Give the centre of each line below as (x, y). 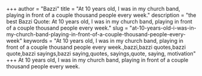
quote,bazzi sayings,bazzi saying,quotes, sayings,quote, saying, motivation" (101, 53)
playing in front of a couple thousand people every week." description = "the (101, 15)
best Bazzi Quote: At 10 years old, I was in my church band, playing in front (99, 21)
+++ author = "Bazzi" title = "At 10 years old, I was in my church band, (93, 9)
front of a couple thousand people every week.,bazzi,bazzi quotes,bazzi (96, 47)
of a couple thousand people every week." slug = (67, 28)
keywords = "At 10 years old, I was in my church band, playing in (103, 41)
